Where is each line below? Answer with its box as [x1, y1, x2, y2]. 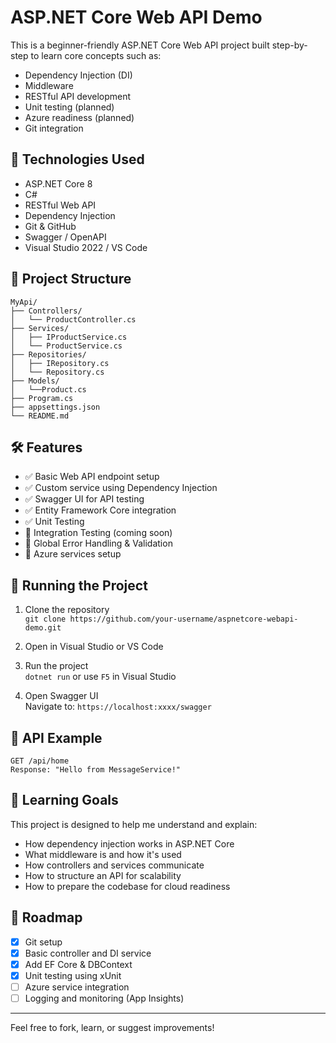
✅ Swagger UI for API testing [24, 493, 145, 505]
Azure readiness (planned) [24, 111, 135, 123]
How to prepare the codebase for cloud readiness [24, 880, 231, 892]
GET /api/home [10, 756, 70, 766]
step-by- [271, 39, 308, 51]
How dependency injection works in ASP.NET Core [24, 837, 235, 850]
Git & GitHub [24, 220, 77, 232]
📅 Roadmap [10, 909, 83, 926]
